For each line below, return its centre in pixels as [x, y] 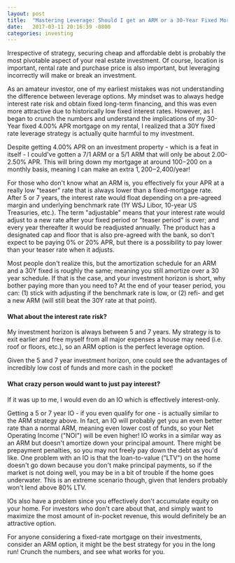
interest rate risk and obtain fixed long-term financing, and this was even [112, 104]
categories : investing [40, 33]
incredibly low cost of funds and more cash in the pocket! [90, 368]
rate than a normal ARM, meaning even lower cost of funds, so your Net [111, 428]
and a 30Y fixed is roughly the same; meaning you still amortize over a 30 [113, 271]
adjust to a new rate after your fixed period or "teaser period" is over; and [113, 220]
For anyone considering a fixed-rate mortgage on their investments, [105, 536]
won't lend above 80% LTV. [47, 487]
